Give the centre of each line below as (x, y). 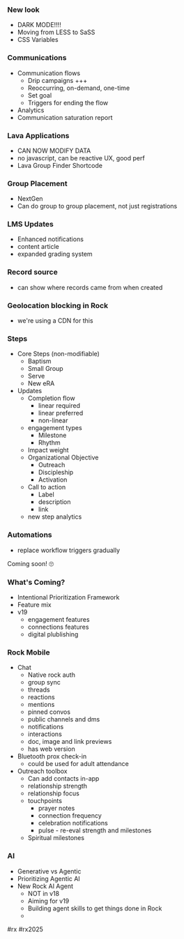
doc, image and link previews (70, 742)
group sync (44, 682)
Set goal (40, 95)
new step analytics (55, 517)
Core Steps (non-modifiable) (58, 354)
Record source (32, 272)
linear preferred (61, 413)
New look (23, 10)
